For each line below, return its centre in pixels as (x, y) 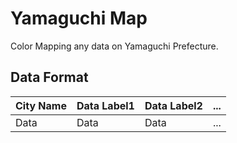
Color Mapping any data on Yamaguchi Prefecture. (114, 46)
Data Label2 (173, 105)
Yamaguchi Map (79, 18)
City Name (41, 105)
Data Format (49, 77)
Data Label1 (105, 105)
